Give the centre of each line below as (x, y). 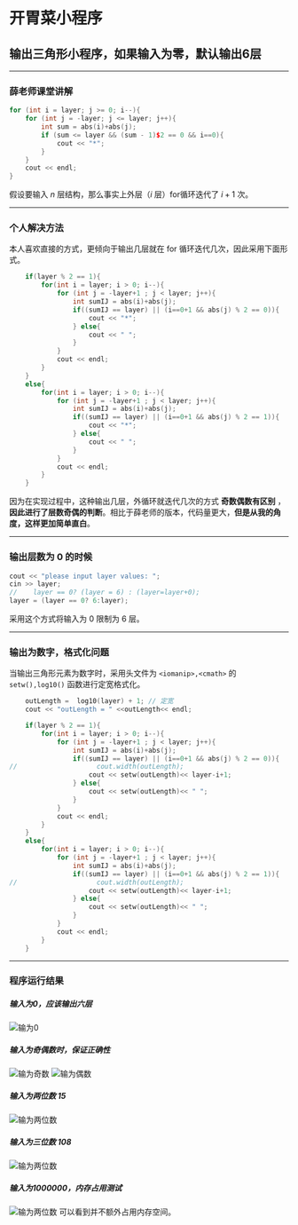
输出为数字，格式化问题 (59, 652)
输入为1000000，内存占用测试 (66, 1188)
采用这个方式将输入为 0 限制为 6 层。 (77, 619)
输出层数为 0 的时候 (51, 557)
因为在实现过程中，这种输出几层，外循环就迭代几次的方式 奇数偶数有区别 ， (147, 502)
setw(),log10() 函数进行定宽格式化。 (77, 684)
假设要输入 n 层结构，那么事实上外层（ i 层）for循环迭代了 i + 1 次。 (131, 194)
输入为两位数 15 (38, 1096)
